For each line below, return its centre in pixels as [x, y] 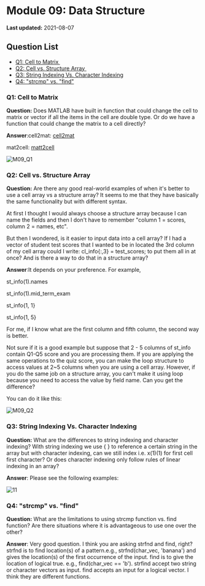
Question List [32, 47]
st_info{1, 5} [21, 317]
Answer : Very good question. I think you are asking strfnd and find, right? [100, 544]
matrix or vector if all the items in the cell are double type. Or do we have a [101, 117]
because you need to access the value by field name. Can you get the [95, 380]
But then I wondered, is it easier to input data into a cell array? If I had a [96, 238]
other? [14, 532]
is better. [17, 336]
